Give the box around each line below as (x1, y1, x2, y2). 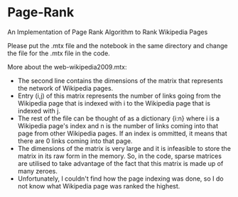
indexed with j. (17, 106, 60, 115)
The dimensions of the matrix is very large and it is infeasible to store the (17, 144, 231, 152)
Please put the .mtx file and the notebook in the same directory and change (7, 41, 228, 50)
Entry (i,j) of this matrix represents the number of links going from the (17, 91, 222, 100)
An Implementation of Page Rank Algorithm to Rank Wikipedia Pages (7, 28, 208, 36)
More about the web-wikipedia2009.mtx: (7, 62, 127, 71)
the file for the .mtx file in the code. (7, 49, 110, 57)
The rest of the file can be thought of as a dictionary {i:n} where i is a (17, 114, 220, 123)
